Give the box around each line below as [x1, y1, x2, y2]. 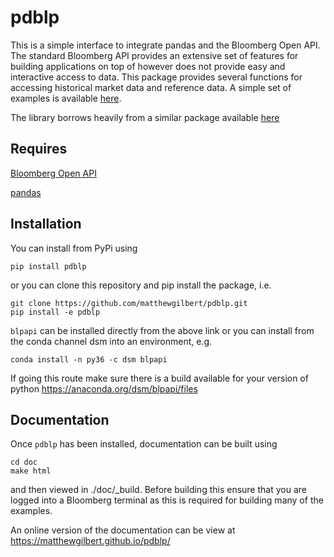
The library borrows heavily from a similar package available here [10, 111, 280, 123]
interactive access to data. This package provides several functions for [10, 71, 303, 83]
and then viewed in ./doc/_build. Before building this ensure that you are [10, 484, 307, 496]
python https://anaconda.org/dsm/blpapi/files [10, 382, 198, 395]
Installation [10, 216, 82, 233]
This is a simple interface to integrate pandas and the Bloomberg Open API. [10, 39, 321, 51]
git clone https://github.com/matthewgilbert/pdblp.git [10, 298, 248, 308]
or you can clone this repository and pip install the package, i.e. [10, 279, 272, 291]
